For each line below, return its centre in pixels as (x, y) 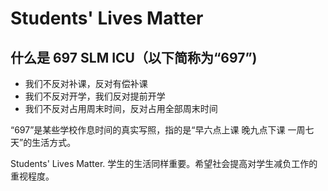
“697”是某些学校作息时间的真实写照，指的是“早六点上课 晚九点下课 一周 (158, 130)
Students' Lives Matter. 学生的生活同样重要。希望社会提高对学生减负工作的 (164, 163)
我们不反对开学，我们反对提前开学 (95, 96)
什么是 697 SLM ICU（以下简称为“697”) (134, 57)
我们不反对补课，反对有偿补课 (86, 83)
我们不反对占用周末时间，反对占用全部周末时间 (121, 108)
